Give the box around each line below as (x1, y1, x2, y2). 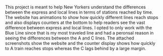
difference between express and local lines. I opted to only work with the (5, 25, 152, 31)
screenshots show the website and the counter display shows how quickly (5, 40, 156, 46)
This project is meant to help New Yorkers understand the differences (5, 4, 146, 10)
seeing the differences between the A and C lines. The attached (5, 35, 134, 41)
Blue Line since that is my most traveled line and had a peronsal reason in (5, 30, 154, 36)
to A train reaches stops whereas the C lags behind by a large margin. (5, 46, 146, 51)
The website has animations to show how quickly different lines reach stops (5, 15, 159, 20)
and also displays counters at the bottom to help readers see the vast (5, 19, 145, 25)
